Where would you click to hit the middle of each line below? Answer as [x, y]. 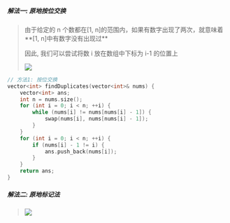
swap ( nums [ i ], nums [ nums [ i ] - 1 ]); [96, 119]
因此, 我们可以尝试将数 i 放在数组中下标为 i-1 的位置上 [101, 53]
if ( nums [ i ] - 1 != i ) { [69, 145]
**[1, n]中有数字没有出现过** [66, 38]
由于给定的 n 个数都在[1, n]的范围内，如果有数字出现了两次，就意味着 [124, 29]
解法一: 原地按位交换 [37, 11]
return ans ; [37, 171]
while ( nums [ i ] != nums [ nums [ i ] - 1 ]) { [92, 112]
